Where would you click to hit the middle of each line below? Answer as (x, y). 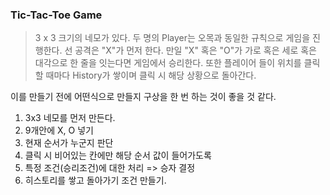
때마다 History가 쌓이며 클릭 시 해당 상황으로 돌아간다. (151, 75)
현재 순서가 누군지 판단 (69, 143)
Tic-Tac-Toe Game (56, 15)
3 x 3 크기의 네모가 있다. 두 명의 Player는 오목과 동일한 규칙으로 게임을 (172, 38)
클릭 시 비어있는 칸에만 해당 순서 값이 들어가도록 (118, 155)
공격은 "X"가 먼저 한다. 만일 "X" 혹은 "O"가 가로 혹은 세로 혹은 (195, 50)
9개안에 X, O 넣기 (59, 130)
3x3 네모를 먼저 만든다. (70, 118)
